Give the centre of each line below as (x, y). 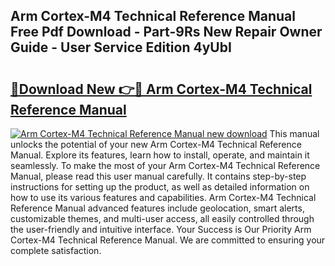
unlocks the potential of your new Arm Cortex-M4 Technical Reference (156, 144)
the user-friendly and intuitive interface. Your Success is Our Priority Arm (161, 229)
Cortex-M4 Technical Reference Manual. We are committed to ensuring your (168, 240)
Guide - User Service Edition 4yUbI (121, 47)
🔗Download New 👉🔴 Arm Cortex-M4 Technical (161, 89)
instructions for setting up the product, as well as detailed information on (160, 187)
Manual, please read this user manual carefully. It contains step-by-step (158, 176)
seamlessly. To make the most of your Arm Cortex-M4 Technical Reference (165, 165)
